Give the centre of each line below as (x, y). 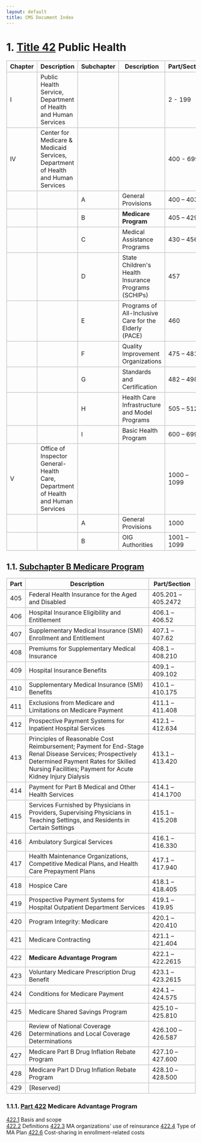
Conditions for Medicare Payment (76, 994)
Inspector (54, 456)
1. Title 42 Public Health (66, 47)
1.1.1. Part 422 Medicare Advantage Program (72, 1107)
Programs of (140, 306)
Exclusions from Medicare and (72, 703)
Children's (137, 265)
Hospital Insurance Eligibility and (75, 613)
